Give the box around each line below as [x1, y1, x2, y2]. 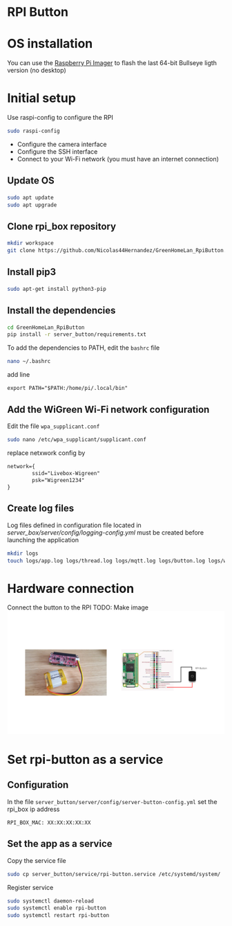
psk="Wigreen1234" [32, 477, 85, 483]
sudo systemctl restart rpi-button [7, 912, 110, 919]
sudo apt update [7, 194, 54, 201]
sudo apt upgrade [7, 202, 57, 208]
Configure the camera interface [17, 140, 107, 148]
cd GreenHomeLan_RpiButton [7, 323, 85, 331]
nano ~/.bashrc [7, 358, 51, 365]
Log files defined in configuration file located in [7, 521, 142, 529]
